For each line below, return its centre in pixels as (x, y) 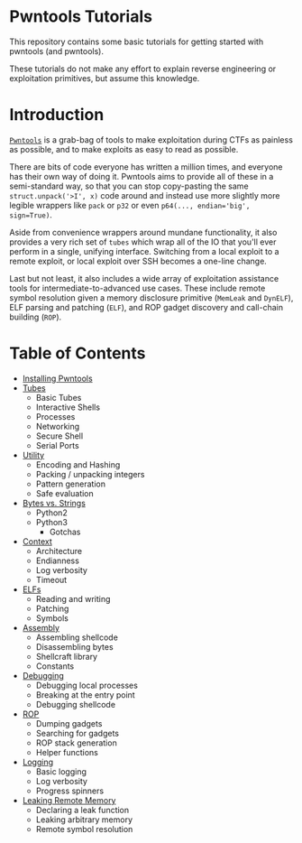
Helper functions (67, 752)
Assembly (41, 627)
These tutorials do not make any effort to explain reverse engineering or (143, 69)
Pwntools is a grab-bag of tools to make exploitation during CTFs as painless (151, 139)
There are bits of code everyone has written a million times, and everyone (146, 167)
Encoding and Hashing (78, 464)
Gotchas (65, 532)
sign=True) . (31, 215)
